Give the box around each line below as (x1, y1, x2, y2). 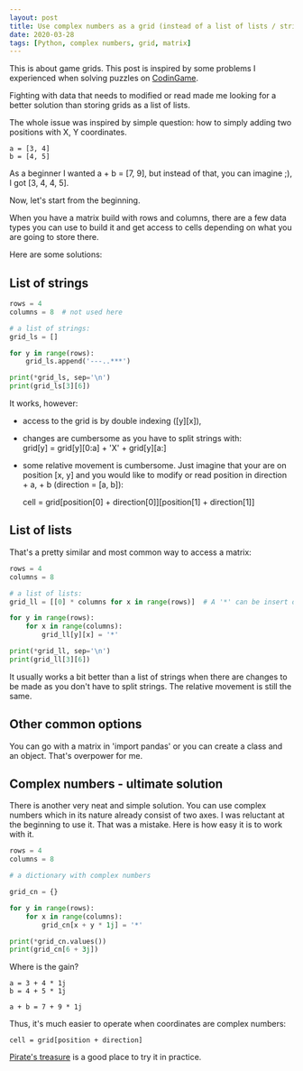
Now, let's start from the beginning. (9, 195, 141, 206)
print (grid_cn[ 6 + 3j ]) (9, 945, 99, 955)
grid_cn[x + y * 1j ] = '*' (41, 920, 143, 929)
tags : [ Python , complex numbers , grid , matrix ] (9, 38, 192, 48)
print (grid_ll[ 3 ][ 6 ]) (9, 655, 91, 664)
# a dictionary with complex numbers (9, 872, 151, 881)
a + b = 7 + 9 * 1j (9, 1002, 83, 1011)
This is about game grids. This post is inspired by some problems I (9, 63, 256, 74)
